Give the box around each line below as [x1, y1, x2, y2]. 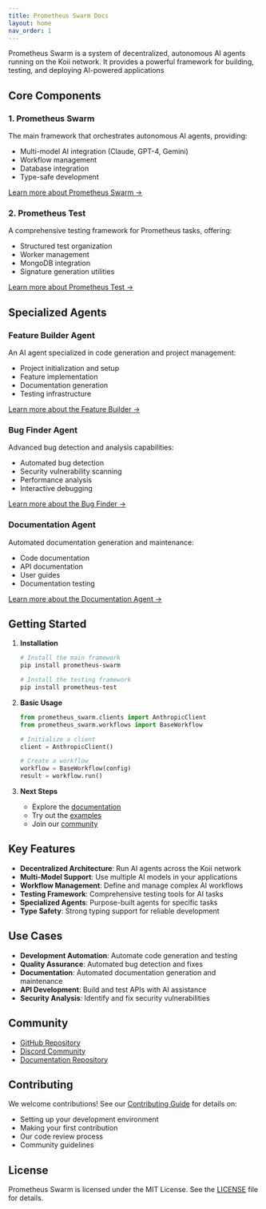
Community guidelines [19, 1140, 94, 1150]
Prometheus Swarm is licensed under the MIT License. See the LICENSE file [8, 1185, 259, 1195]
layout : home [8, 19, 52, 27]
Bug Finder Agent [8, 424, 78, 435]
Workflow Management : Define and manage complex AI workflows [19, 881, 244, 890]
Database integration [19, 163, 89, 173]
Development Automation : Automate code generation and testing [19, 950, 238, 960]
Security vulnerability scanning [19, 466, 122, 477]
